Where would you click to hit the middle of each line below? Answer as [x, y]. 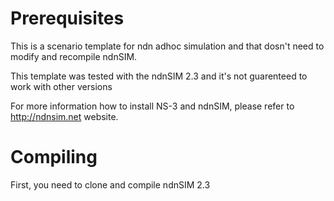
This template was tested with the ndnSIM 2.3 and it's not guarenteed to [159, 76]
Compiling [54, 157]
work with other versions [61, 86]
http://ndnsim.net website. [64, 116]
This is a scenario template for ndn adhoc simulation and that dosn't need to [167, 46]
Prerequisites [67, 18]
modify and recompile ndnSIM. [74, 56]
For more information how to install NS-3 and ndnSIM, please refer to [152, 106]
